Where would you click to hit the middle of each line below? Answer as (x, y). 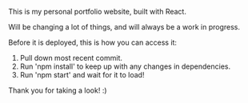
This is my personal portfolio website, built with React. (97, 12)
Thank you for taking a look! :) (58, 90)
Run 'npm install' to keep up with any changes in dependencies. (125, 66)
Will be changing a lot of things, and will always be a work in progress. (124, 27)
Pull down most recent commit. (71, 58)
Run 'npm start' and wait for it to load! (82, 75)
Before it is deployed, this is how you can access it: (93, 42)
